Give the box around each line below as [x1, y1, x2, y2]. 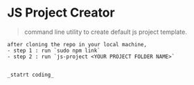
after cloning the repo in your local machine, [7, 41, 148, 48]
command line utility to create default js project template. [24, 28, 187, 36]
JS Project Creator [7, 5, 116, 21]
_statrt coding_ [7, 71, 54, 78]
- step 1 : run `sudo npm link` [7, 47, 100, 54]
